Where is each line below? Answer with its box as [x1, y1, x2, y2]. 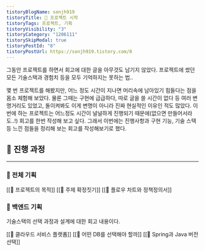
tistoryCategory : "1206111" [6, 32, 78, 38]
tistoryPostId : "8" [6, 43, 56, 49]
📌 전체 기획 [6, 171, 37, 180]
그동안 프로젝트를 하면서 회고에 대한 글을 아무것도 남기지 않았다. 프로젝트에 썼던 [6, 66, 195, 73]
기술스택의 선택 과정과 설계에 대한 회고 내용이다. [6, 217, 121, 225]
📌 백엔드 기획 [6, 202, 43, 211]
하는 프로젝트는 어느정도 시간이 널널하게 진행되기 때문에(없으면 [17, 109, 167, 116]
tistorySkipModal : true [6, 37, 67, 43]
